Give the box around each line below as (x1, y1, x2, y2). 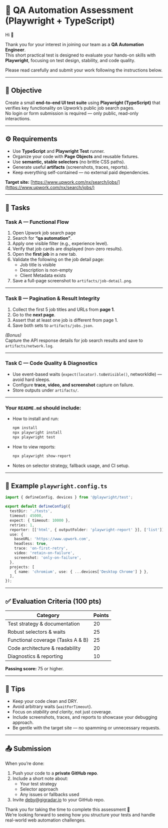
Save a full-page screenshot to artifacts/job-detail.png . (12, 278, 132, 284)
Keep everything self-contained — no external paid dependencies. (12, 169, 150, 175)
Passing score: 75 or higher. (5, 666, 64, 672)
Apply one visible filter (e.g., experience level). (12, 240, 108, 247)
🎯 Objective (5, 86, 42, 95)
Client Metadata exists (19, 272, 66, 278)
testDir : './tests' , (9, 509, 52, 514)
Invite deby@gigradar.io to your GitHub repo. (12, 796, 105, 802)
